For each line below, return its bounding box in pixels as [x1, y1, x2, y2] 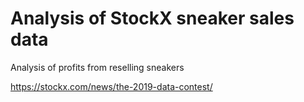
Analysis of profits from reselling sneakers [10, 61, 185, 73]
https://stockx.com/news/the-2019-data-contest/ [10, 80, 213, 92]
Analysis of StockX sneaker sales [10, 7, 295, 30]
